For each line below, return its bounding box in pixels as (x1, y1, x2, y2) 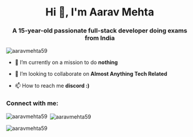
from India (84, 34, 115, 42)
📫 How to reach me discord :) (14, 82, 90, 90)
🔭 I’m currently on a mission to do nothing (14, 59, 118, 66)
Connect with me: (6, 99, 59, 107)
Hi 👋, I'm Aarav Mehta (45, 5, 154, 19)
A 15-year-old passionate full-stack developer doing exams (12, 27, 188, 35)
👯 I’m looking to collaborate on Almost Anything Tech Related (14, 71, 167, 78)
